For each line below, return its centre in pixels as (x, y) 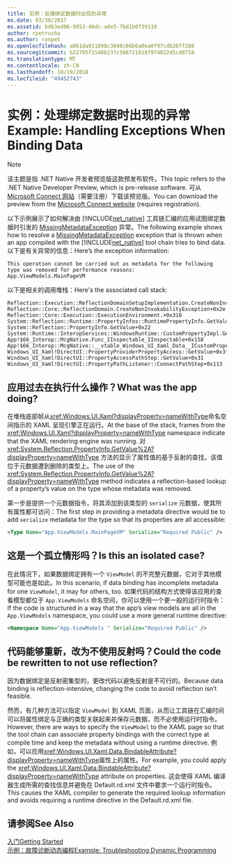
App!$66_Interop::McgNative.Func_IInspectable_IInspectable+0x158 (106, 340)
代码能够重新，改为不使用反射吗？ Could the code (114, 652)
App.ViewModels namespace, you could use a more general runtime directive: (117, 615)
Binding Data (45, 145)
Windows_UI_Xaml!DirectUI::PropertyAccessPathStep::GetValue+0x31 (106, 358)
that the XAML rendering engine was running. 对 (77, 441)
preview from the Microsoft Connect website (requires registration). (104, 204)
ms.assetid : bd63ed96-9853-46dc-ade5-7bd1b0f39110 (82, 26)
